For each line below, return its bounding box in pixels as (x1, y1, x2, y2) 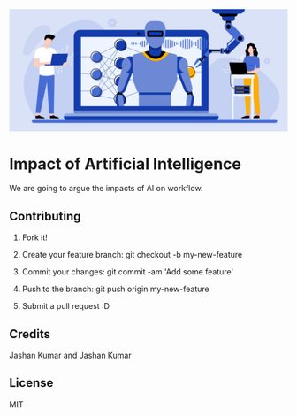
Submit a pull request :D (21, 301, 110, 312)
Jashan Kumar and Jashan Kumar (9, 350, 132, 361)
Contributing (9, 208, 81, 224)
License (9, 375, 54, 390)
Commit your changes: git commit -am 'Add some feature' (21, 266, 234, 277)
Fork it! (21, 232, 49, 243)
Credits (9, 327, 51, 342)
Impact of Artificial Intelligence (9, 154, 241, 174)
